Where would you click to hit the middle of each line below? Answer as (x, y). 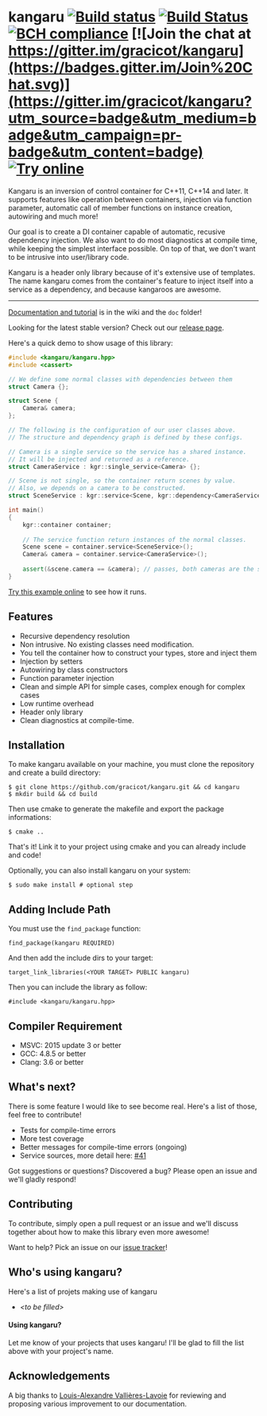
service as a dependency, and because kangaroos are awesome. (115, 289)
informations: (30, 818)
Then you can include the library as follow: (78, 987)
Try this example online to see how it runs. (77, 591)
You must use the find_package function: (75, 929)
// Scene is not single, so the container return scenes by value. (122, 481)
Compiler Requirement (66, 1026)
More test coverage (52, 1138)
